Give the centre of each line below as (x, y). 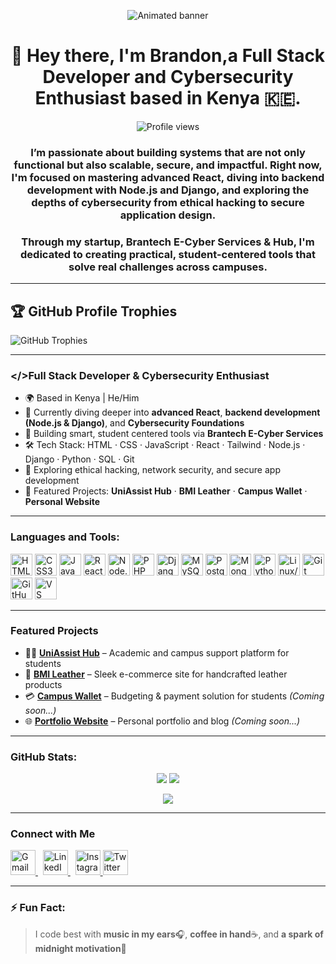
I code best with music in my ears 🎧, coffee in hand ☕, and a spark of (179, 934)
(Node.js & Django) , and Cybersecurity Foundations (134, 423)
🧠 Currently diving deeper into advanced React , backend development (172, 412)
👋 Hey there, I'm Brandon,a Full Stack (168, 56)
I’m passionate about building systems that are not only (168, 152)
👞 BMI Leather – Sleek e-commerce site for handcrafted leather (156, 674)
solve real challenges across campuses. (168, 267)
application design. (168, 215)
